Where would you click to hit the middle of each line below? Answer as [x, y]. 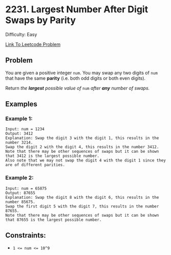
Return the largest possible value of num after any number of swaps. [78, 88]
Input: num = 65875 [26, 188]
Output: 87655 [20, 193]
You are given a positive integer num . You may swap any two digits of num [81, 73]
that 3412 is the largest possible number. [52, 156]
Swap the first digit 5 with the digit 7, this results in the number [82, 206]
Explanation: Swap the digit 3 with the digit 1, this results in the [82, 138]
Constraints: [26, 235]
